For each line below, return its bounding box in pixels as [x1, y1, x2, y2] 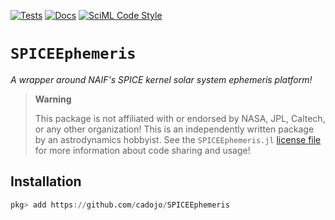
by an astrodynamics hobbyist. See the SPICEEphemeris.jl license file [34, 133, 322, 145]
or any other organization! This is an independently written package [34, 123, 315, 135]
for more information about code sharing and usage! [34, 144, 251, 156]
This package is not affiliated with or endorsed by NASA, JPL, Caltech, [34, 112, 326, 124]
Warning [34, 93, 72, 105]
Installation [10, 173, 82, 190]
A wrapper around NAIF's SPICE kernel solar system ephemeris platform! [10, 73, 313, 85]
